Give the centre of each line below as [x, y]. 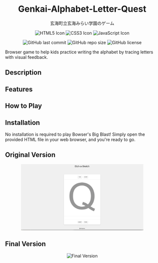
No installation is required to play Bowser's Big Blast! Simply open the [75, 134]
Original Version [30, 155]
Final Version [25, 244]
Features [19, 89]
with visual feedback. [26, 57]
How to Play [24, 106]
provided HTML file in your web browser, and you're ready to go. [70, 139]
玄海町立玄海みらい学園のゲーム [82, 23]
